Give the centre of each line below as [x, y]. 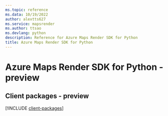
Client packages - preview [47, 96]
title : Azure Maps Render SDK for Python [49, 42]
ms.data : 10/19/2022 [27, 14]
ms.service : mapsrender [30, 24]
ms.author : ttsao [23, 28]
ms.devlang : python [26, 33]
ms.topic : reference [27, 10]
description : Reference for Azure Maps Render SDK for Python [71, 38]
